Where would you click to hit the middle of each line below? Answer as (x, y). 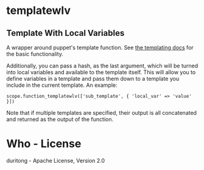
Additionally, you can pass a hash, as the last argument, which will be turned (102, 66)
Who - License (44, 144)
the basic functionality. (35, 54)
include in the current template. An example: (62, 85)
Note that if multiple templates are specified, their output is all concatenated (101, 113)
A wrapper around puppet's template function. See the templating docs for (100, 47)
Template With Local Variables (65, 33)
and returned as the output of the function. (60, 119)
